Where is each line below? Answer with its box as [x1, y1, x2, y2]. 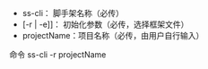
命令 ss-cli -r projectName [9, 49, 107, 60]
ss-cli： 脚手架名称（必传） [22, 8, 124, 18]
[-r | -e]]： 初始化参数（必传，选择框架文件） [22, 19, 189, 30]
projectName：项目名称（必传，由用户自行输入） [22, 30, 204, 40]
